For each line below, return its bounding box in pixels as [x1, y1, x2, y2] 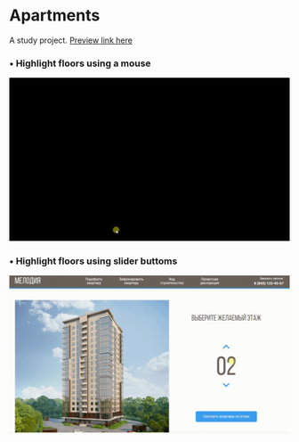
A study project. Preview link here [9, 35, 133, 45]
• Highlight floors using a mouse [9, 57, 151, 70]
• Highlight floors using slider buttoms [9, 255, 178, 267]
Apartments [9, 5, 101, 26]
